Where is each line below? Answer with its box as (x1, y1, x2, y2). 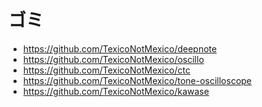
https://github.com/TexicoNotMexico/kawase (22, 85, 210, 97)
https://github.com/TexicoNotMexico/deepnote (22, 42, 218, 55)
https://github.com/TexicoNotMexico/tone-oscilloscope (22, 74, 253, 86)
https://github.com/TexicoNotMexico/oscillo (22, 53, 205, 65)
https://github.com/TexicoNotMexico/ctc (22, 64, 191, 76)
